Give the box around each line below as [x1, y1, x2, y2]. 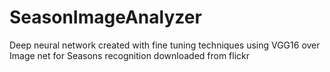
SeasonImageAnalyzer [9, 6, 202, 29]
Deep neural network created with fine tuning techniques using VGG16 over [9, 39, 321, 51]
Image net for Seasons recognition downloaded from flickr [9, 49, 251, 61]
